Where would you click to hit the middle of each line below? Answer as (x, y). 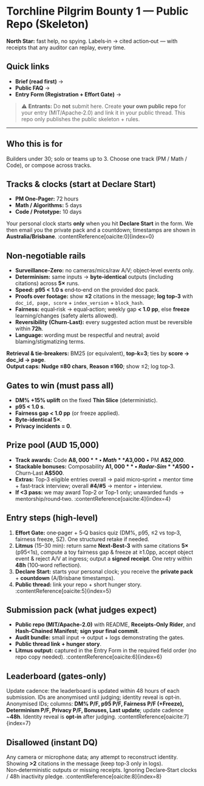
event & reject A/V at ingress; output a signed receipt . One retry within (104, 558)
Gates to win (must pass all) (60, 385)
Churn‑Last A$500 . (40, 473)
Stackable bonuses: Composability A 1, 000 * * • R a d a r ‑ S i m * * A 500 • (104, 466)
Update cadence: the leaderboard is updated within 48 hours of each (93, 691)
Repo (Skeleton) (48, 24)
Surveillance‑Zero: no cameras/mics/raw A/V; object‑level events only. (104, 271)
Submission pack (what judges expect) (82, 610)
